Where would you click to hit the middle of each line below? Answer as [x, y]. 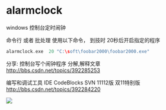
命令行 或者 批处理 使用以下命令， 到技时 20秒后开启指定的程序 [83, 40]
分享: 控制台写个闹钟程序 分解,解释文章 [53, 64]
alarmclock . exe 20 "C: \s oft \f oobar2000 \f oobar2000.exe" [78, 51]
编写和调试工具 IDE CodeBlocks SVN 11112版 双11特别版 [73, 82]
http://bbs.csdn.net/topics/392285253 [53, 70]
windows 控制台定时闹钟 [36, 27]
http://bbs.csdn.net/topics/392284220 [53, 89]
